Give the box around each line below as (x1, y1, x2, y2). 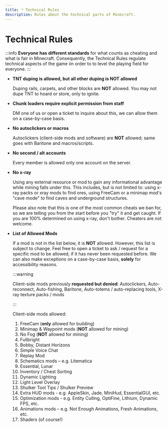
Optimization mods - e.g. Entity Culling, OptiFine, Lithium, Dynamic (20, 395, 158, 401)
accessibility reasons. (12, 262, 58, 268)
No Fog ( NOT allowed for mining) (20, 331, 89, 337)
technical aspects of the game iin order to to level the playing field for (5, 61, 149, 67)
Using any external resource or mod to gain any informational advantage (12, 179, 162, 185)
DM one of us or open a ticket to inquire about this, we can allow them (12, 110, 158, 116)
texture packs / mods (20, 292, 64, 298)
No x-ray (12, 169, 32, 175)
